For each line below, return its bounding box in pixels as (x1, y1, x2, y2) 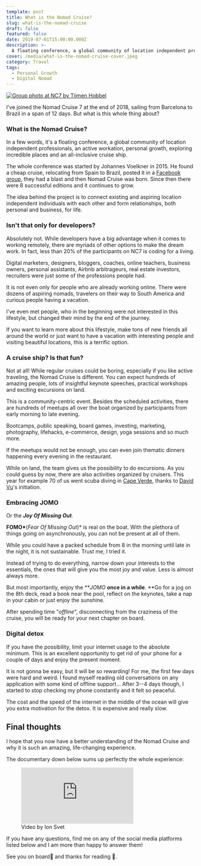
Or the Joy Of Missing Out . (6, 512, 74, 519)
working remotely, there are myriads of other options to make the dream (6, 241, 184, 249)
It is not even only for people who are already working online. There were (6, 283, 187, 290)
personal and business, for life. (6, 206, 83, 213)
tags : (6, 64, 20, 71)
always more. (6, 573, 39, 580)
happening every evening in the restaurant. (6, 453, 112, 460)
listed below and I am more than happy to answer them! (6, 841, 144, 849)
